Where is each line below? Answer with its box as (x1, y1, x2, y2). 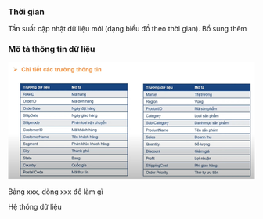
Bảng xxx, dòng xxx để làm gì (8, 187, 103, 196)
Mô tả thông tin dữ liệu (8, 44, 95, 55)
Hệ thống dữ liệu (8, 202, 62, 211)
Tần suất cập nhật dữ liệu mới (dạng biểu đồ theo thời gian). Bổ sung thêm (8, 24, 247, 34)
